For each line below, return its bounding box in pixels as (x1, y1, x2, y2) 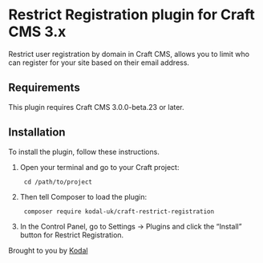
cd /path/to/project (23, 178, 92, 186)
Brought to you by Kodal (8, 245, 88, 255)
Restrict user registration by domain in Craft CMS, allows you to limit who (8, 49, 250, 59)
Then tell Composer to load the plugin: (19, 192, 147, 201)
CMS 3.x (8, 22, 67, 41)
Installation (8, 126, 66, 140)
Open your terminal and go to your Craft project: (19, 162, 180, 172)
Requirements (8, 81, 80, 95)
